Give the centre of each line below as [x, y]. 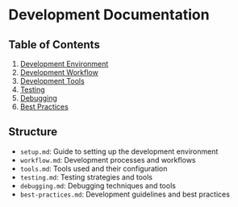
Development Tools [52, 81]
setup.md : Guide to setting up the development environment [119, 151]
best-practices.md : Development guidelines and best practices [125, 194]
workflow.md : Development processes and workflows [108, 159]
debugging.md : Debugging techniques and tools [98, 185]
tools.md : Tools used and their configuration [94, 168]
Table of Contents [54, 45]
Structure [33, 132]
